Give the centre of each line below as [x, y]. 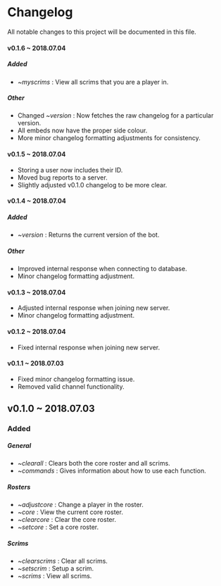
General [19, 445]
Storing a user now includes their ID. [70, 170]
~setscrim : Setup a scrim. [56, 568]
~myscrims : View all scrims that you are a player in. [93, 82]
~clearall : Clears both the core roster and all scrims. [94, 463]
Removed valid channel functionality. [71, 386]
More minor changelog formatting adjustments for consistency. [109, 138]
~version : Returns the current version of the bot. [88, 235]
